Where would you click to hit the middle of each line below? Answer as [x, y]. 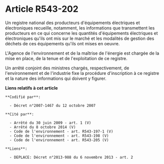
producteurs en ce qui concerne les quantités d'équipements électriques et [82, 33]
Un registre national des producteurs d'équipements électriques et [73, 23]
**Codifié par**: [23, 97]
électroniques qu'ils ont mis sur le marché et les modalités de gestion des [80, 38]
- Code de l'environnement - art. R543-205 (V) [59, 140]
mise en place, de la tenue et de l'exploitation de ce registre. [66, 58]
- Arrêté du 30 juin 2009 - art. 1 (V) [50, 123]
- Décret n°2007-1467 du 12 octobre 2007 [53, 105]
